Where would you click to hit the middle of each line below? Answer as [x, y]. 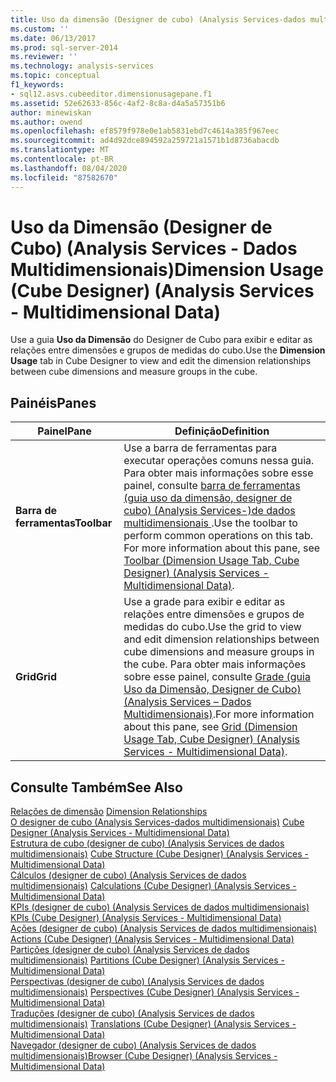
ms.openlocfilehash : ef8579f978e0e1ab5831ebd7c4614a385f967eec [145, 131]
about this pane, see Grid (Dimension [210, 727]
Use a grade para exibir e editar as [204, 602]
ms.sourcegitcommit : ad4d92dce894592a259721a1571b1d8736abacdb [145, 141]
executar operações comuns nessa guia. [219, 461]
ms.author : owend [46, 122]
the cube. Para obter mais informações [215, 664]
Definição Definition [222, 431]
